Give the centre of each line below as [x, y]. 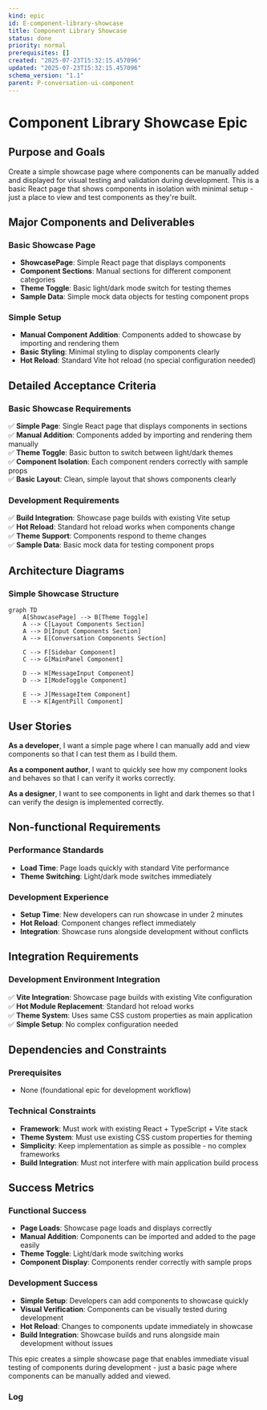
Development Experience [59, 897]
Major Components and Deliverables [101, 222]
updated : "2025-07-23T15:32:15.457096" [75, 68]
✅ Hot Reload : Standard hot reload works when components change [121, 527]
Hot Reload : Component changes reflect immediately [108, 923]
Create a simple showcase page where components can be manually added [133, 171]
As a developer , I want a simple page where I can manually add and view [129, 745]
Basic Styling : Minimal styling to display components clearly [120, 352]
